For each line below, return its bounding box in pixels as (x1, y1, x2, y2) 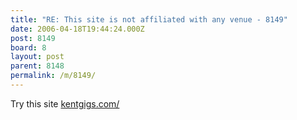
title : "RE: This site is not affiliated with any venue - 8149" (10, 14, 288, 25)
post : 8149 (10, 33, 56, 43)
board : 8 (10, 42, 47, 53)
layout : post (10, 52, 65, 62)
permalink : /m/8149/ (10, 71, 97, 81)
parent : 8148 (10, 61, 65, 71)
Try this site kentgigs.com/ (10, 97, 120, 110)
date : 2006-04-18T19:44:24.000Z (10, 24, 145, 34)
